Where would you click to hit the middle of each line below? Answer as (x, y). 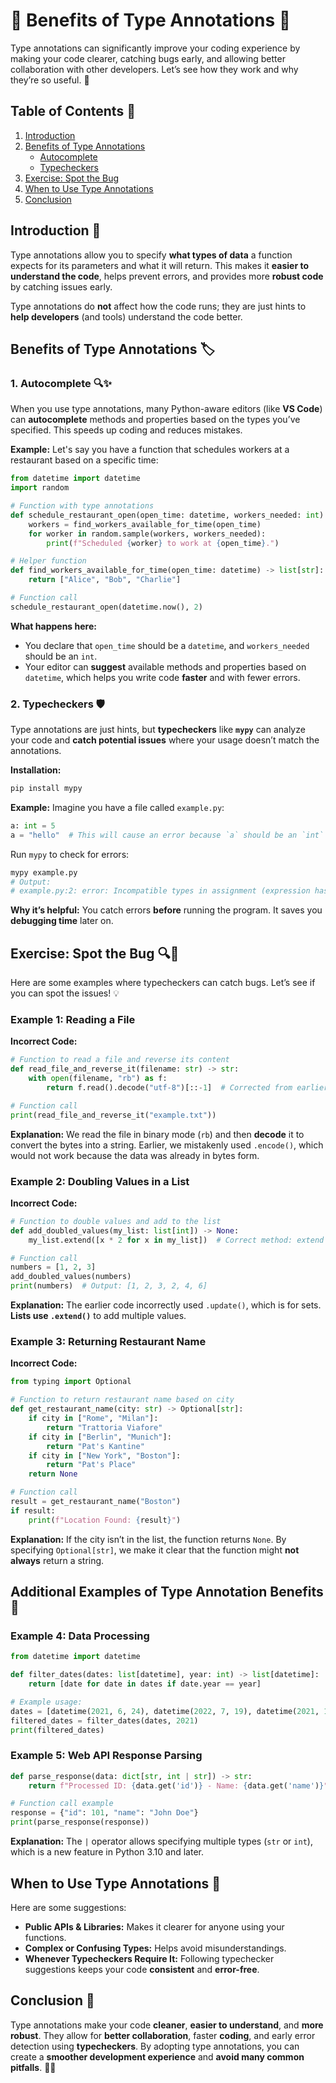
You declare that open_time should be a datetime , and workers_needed (167, 645)
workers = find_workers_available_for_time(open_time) (145, 524)
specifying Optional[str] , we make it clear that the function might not (155, 1550)
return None (53, 1474)
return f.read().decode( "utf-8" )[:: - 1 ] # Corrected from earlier (187, 1088)
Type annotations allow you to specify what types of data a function (151, 255)
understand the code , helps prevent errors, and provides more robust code (167, 276)
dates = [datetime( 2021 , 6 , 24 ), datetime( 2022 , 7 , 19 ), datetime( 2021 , (165, 1711)
